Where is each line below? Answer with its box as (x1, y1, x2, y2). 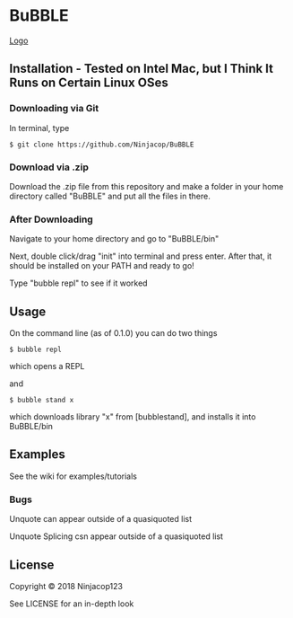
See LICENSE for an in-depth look (9, 598, 134, 609)
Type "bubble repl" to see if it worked (9, 278, 148, 288)
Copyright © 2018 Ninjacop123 (9, 580, 124, 591)
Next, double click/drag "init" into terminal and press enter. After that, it (9, 251, 272, 261)
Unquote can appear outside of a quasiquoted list (9, 514, 193, 525)
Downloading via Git (9, 102, 99, 115)
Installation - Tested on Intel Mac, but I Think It (9, 61, 274, 76)
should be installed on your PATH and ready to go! (9, 260, 194, 271)
